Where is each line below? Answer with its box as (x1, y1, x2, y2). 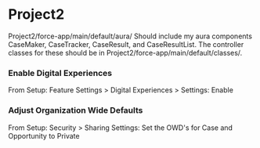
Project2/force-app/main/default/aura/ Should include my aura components (8, 31, 253, 41)
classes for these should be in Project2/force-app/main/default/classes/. (8, 48, 243, 57)
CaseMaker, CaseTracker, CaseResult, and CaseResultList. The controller (8, 39, 244, 49)
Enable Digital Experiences (8, 67, 112, 78)
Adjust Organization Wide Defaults (8, 105, 143, 116)
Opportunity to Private (8, 131, 80, 140)
